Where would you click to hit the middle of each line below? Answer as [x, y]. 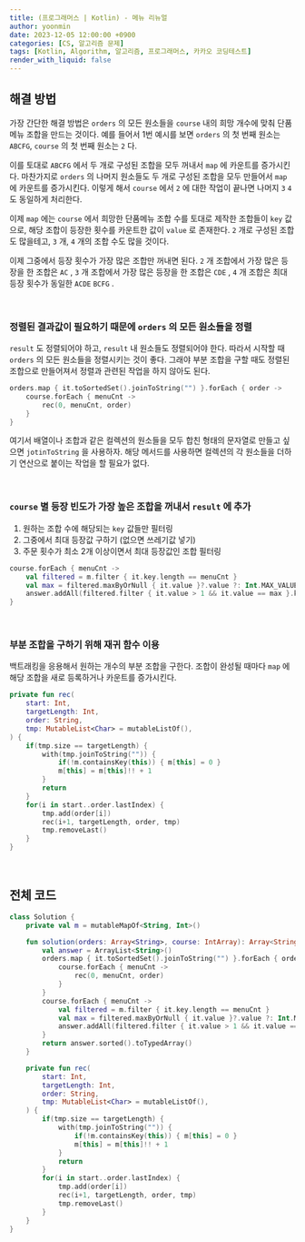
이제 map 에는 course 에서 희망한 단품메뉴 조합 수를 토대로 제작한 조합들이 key [146, 218]
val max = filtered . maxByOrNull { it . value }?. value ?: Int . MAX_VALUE [162, 585]
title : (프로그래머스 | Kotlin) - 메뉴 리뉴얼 [89, 18]
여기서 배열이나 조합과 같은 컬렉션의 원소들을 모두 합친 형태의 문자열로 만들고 [145, 440]
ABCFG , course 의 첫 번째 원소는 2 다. [74, 146]
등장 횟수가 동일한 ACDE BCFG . [62, 283]
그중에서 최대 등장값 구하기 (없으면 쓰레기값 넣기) [109, 540]
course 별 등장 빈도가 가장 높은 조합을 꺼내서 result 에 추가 [130, 507]
